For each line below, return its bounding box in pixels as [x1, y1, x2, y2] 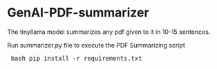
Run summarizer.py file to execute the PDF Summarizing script [7, 41, 185, 49]
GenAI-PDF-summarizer [7, 5, 150, 21]
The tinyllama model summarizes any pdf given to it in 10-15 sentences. [7, 28, 211, 36]
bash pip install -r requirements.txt [10, 54, 142, 62]
